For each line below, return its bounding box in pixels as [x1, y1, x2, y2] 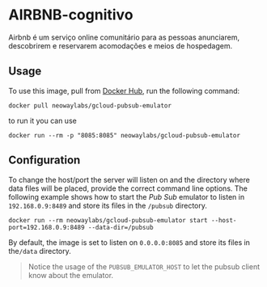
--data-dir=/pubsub [87, 223, 154, 231]
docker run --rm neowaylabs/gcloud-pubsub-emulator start [8, 216, 208, 224]
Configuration [8, 154, 81, 167]
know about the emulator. [28, 270, 114, 280]
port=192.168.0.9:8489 [8, 223, 85, 231]
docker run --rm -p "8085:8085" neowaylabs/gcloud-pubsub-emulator [8, 131, 241, 139]
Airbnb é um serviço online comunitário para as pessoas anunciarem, [8, 32, 240, 42]
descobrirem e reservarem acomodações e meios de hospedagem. [8, 40, 233, 50]
